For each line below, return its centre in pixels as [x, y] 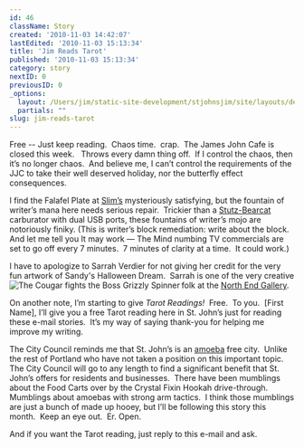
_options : [28, 93]
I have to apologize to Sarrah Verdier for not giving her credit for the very [145, 266]
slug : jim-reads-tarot [52, 119]
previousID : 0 [36, 85]
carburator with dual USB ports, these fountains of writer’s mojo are [135, 220]
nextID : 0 [28, 77]
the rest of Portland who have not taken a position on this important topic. [147, 359]
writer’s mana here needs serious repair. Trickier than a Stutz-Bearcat [140, 210]
